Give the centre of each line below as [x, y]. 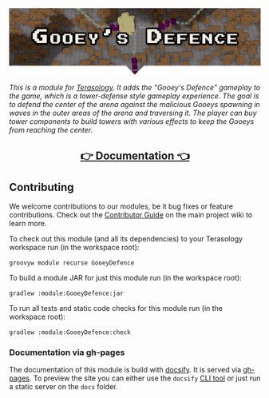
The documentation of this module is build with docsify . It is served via [125, 370]
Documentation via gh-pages [67, 352]
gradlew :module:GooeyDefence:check [70, 332]
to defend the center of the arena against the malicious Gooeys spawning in [134, 104]
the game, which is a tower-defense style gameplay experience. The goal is [134, 96]
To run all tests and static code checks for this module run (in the [116, 308]
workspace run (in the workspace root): [74, 248]
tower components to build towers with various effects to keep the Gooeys [132, 121]
